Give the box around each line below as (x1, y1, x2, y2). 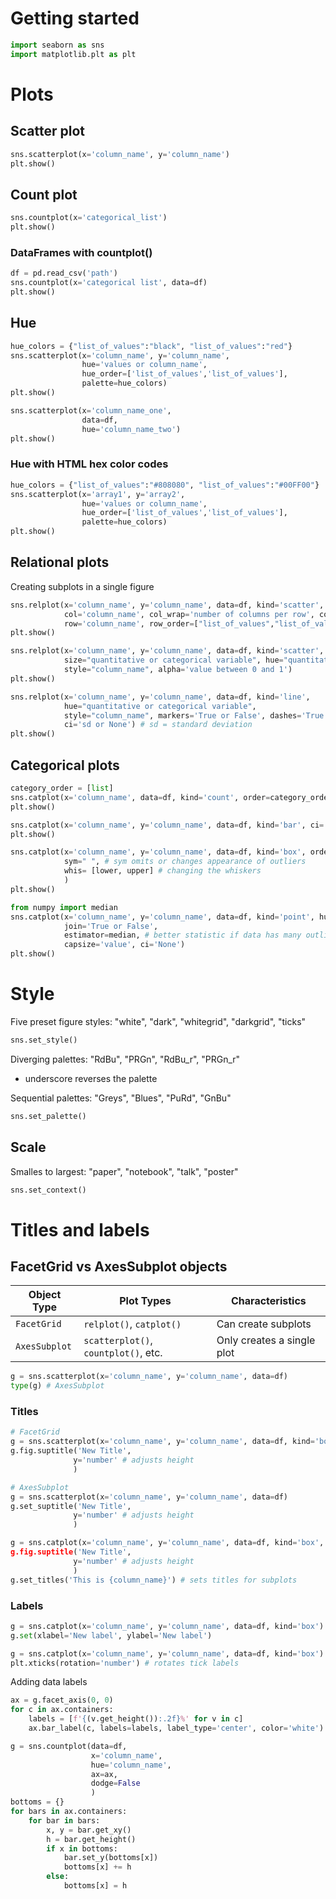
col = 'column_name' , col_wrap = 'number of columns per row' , (63, 609, 315, 619)
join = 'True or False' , (63, 921, 159, 931)
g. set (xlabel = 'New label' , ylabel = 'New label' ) (10, 1630, 213, 1641)
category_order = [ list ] (10, 783, 114, 794)
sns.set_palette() (10, 1111, 87, 1121)
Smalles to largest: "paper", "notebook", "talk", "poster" (10, 1165, 239, 1177)
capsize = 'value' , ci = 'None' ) (63, 940, 186, 950)
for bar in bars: (28, 1815, 101, 1826)
